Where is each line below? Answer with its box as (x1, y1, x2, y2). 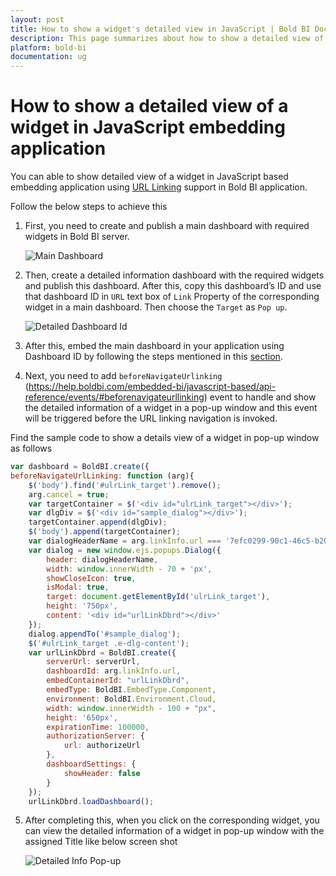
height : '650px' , (46, 712, 118, 723)
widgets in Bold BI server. (24, 231, 130, 243)
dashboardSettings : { (46, 759, 137, 770)
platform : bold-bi (10, 42, 87, 53)
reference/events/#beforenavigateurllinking (24, 391, 205, 403)
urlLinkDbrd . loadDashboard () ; (28, 796, 155, 806)
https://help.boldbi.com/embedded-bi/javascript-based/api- (28, 381, 277, 393)
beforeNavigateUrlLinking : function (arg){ (10, 471, 195, 481)
